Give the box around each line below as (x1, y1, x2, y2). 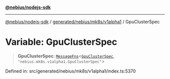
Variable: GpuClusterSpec (5, 36, 117, 48)
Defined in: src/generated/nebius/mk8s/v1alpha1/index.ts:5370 (5, 68, 136, 74)
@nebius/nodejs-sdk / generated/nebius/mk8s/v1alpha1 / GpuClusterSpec (5, 19, 160, 25)
